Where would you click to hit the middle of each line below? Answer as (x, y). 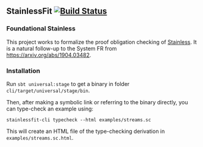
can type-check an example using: (50, 109)
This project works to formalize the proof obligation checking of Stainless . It (101, 42)
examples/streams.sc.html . (40, 137)
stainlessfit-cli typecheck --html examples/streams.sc (79, 120)
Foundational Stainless (41, 29)
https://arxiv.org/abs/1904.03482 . (49, 55)
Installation (23, 71)
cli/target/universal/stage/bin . (48, 90)
